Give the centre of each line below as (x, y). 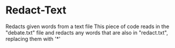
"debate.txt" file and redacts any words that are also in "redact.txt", (87, 32)
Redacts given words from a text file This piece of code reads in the (87, 26)
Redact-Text (36, 10)
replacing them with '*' (33, 39)
